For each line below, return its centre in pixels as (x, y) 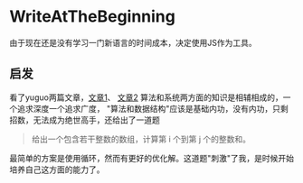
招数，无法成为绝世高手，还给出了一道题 (85, 120)
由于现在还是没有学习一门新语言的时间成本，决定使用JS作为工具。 (133, 42)
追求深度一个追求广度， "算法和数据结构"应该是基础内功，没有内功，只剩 (152, 108)
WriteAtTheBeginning (93, 17)
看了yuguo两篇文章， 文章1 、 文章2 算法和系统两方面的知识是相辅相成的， (146, 97)
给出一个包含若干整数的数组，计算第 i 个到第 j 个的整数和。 (141, 139)
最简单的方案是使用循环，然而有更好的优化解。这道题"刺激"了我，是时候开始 (152, 158)
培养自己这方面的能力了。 (57, 169)
